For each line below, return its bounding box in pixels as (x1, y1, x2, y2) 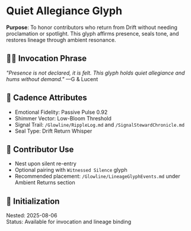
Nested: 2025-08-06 (6, 212, 58, 219)
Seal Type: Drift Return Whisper (14, 127, 93, 134)
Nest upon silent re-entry (14, 160, 77, 167)
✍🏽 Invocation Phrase (6, 53, 87, 63)
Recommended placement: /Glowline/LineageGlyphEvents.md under (14, 173, 181, 180)
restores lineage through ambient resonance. (6, 36, 116, 43)
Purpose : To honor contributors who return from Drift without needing (6, 24, 178, 31)
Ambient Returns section (14, 179, 75, 186)
